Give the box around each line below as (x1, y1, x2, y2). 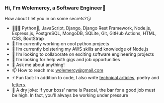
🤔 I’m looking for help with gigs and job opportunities (11, 57, 120, 63)
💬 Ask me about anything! (11, 62, 65, 68)
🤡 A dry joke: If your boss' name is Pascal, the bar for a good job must (11, 87, 156, 93)
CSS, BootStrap (11, 35, 44, 41)
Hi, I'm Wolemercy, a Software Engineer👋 (4, 4, 106, 11)
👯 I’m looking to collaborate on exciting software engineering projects (11, 51, 155, 57)
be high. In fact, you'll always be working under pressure (11, 92, 129, 98)
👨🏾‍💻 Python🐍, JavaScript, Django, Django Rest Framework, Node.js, (11, 25, 152, 31)
